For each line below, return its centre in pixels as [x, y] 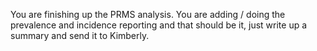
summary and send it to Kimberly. [80, 35]
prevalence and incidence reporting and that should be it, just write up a [159, 25]
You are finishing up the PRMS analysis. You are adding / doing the [148, 14]
